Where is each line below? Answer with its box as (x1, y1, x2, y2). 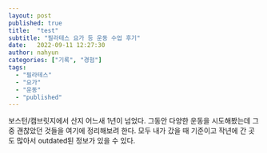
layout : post (8, 11, 52, 20)
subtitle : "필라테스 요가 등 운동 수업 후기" (8, 33, 141, 42)
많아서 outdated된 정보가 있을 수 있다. (16, 136, 136, 146)
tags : (8, 64, 26, 72)
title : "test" (8, 26, 59, 34)
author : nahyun (8, 49, 59, 57)
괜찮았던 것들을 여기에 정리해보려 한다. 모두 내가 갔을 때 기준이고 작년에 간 (16, 126, 247, 135)
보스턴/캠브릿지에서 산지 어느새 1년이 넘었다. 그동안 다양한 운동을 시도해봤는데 (8, 116, 251, 126)
